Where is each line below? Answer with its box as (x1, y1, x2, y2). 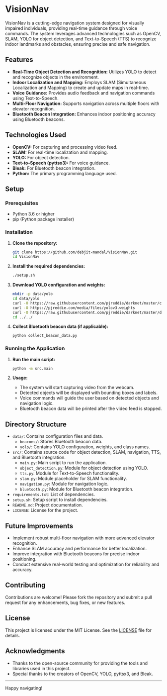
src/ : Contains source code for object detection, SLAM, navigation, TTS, (12, 449, 161, 455)
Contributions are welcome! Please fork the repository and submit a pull (5, 594, 153, 600)
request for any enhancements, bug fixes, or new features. (5, 599, 126, 605)
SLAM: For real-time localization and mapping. (12, 149, 108, 155)
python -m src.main (12, 366, 53, 371)
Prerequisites (5, 199, 38, 206)
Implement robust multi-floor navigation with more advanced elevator (12, 535, 155, 541)
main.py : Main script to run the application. (19, 460, 107, 466)
